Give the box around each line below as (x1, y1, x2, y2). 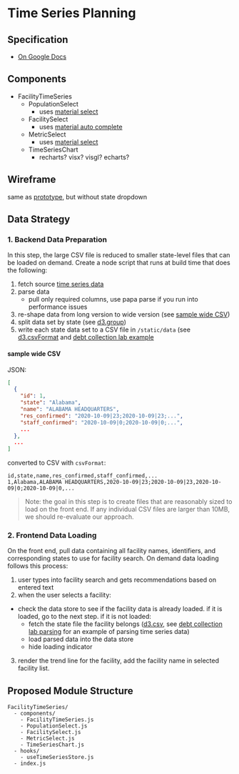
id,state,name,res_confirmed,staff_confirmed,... (7, 472, 158, 480)
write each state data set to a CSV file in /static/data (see (17, 325, 191, 334)
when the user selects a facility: (17, 591, 112, 600)
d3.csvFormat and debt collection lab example (17, 333, 155, 342)
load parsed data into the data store (28, 635, 134, 644)
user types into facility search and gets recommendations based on (17, 575, 216, 584)
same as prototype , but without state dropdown (7, 192, 148, 201)
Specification (7, 34, 68, 46)
